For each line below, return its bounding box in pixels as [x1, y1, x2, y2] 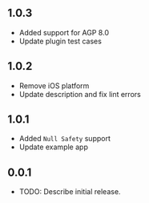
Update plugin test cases [18, 36, 102, 46]
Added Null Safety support [18, 134, 111, 144]
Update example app [18, 142, 89, 152]
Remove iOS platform [18, 80, 90, 91]
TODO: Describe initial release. [18, 187, 121, 197]
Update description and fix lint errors [18, 89, 141, 99]
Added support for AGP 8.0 [18, 27, 110, 37]
